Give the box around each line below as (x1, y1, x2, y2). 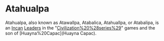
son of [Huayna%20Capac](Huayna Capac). (5, 30, 97, 36)
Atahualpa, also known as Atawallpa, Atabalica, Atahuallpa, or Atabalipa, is (5, 19, 159, 25)
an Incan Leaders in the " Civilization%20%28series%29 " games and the (5, 24, 155, 30)
